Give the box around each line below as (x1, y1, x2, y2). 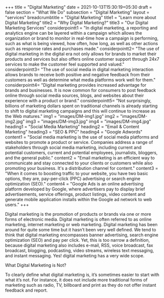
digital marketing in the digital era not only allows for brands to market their (5, 51, 157, 57)
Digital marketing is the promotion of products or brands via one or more (5, 211, 152, 217)
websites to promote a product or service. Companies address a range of (5, 139, 153, 145)
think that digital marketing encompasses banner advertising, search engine (5, 232, 159, 238)
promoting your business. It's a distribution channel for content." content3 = (5, 165, 158, 171)
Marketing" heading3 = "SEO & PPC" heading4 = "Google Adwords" (5, 129, 143, 135)
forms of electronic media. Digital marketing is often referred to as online (5, 216, 152, 222)
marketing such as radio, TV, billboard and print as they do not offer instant (5, 282, 157, 288)
